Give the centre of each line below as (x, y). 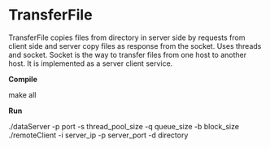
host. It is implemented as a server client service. (91, 63)
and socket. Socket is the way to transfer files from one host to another (128, 54)
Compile (23, 79)
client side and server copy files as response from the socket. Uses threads (135, 46)
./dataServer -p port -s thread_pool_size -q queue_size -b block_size (124, 126)
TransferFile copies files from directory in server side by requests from (127, 37)
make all (22, 94)
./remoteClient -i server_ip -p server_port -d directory (98, 135)
